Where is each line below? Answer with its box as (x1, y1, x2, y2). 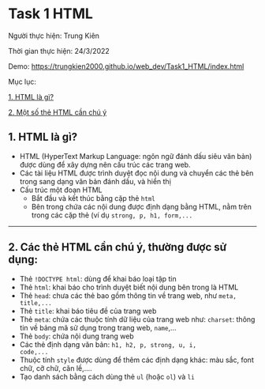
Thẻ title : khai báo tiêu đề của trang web (19, 306, 157, 315)
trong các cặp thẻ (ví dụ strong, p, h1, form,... (31, 210, 193, 220)
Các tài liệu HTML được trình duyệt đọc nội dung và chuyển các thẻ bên (19, 168, 254, 178)
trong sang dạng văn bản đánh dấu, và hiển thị (19, 176, 172, 186)
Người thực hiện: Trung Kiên (8, 31, 100, 40)
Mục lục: (8, 77, 37, 86)
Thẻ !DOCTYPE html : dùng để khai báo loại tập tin (19, 274, 177, 283)
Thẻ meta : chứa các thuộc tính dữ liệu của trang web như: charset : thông (19, 314, 256, 324)
